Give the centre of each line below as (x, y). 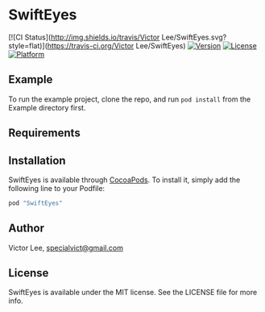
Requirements (44, 133)
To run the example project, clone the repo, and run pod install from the (130, 99)
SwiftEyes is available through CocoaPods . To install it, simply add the (124, 180)
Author (26, 229)
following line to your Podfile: (57, 188)
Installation (37, 160)
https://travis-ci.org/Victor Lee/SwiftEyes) (117, 45)
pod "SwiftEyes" (35, 203)
